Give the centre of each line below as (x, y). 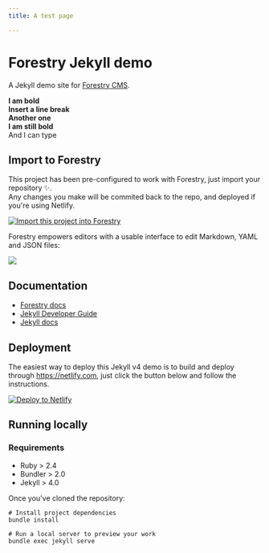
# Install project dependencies (62, 513)
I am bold (24, 101)
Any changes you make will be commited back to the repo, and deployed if (132, 197)
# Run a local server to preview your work (82, 534)
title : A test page (41, 16)
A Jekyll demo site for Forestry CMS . (69, 85)
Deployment (40, 347)
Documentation (48, 285)
